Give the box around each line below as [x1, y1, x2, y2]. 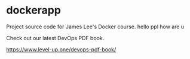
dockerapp [6, 4, 62, 17]
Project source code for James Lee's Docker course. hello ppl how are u [6, 23, 185, 30]
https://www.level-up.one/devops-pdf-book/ [6, 45, 117, 53]
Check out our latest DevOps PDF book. [6, 34, 105, 41]
